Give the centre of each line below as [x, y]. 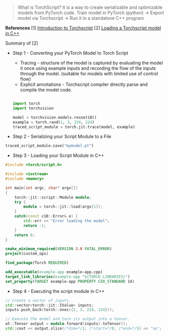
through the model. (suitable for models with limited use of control [89, 74]
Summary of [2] [22, 43]
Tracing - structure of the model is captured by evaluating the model [91, 63]
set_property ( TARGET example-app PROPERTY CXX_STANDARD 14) [70, 281]
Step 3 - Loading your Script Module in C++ [58, 156]
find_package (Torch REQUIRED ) [37, 263]
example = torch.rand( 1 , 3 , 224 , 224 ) [53, 122]
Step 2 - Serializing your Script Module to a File [62, 137]
